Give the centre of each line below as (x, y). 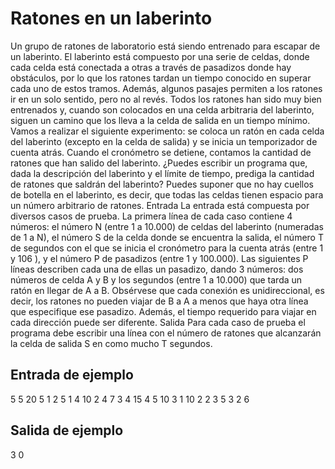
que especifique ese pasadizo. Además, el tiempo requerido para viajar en (163, 311)
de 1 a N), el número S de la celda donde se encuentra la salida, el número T (167, 237)
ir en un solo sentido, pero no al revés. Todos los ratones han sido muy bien (166, 99)
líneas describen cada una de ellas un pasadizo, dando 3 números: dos (157, 269)
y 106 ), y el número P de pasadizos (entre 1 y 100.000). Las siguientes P (159, 258)
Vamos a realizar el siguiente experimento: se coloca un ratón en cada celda (167, 131)
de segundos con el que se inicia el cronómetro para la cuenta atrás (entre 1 (167, 248)
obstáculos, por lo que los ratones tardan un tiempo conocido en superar (161, 78)
